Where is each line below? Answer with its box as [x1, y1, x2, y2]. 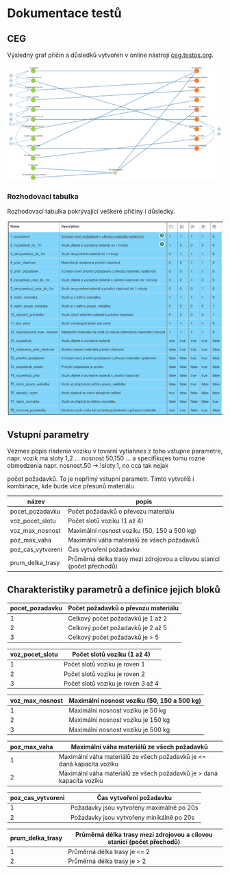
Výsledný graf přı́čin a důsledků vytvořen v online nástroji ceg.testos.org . [7, 51, 214, 59]
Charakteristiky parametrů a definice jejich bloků [7, 584, 220, 596]
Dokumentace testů [7, 5, 122, 21]
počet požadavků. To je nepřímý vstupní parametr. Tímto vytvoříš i [7, 475, 194, 483]
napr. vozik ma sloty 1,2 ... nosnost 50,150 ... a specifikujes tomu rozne [7, 454, 205, 462]
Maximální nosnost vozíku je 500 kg [68, 725, 170, 734]
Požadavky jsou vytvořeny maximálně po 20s [71, 803, 199, 812]
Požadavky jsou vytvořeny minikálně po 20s [71, 813, 195, 821]
